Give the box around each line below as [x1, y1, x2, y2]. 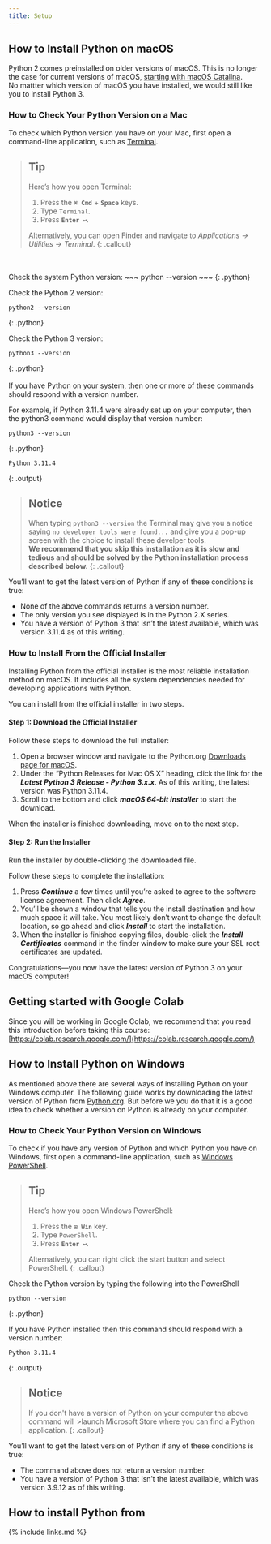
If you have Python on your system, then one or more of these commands [8, 381, 255, 390]
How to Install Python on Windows [8, 1057, 185, 1071]
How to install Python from [8, 1506, 146, 1520]
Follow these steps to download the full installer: [8, 735, 170, 745]
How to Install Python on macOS [8, 42, 174, 56]
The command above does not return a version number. [19, 1465, 206, 1475]
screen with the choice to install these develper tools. [28, 535, 206, 545]
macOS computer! [8, 971, 70, 982]
